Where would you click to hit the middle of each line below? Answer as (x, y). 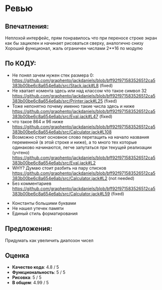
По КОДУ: (21, 64)
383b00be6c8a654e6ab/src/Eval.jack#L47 (55, 116)
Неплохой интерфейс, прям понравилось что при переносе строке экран (81, 38)
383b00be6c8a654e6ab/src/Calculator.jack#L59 (61, 193)
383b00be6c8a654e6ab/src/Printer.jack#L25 (57, 101)
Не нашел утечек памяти (38, 208)
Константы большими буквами (44, 203)
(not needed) (121, 178)
